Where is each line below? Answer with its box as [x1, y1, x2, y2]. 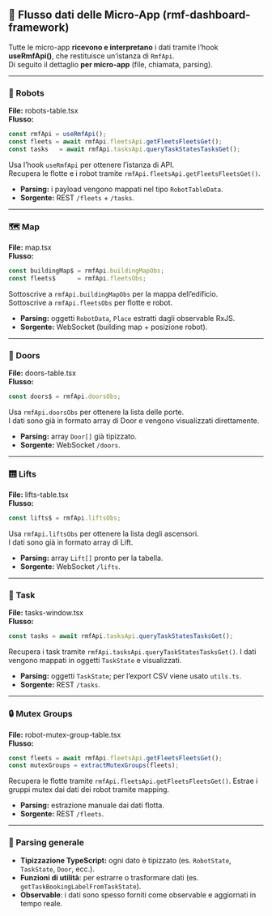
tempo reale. [19, 898, 63, 908]
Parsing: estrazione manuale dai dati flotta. [19, 800, 164, 811]
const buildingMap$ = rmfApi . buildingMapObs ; [8, 267, 164, 276]
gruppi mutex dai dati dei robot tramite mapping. [8, 785, 170, 794]
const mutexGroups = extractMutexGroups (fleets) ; [8, 761, 180, 770]
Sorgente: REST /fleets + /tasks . [19, 192, 135, 203]
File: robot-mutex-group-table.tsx [8, 730, 121, 739]
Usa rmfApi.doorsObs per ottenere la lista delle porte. [8, 407, 185, 417]
